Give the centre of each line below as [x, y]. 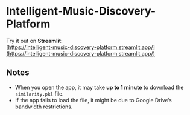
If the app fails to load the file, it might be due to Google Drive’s [93, 100]
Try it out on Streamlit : [35, 41]
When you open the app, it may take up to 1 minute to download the [99, 87]
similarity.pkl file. [40, 94]
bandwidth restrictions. [44, 107]
